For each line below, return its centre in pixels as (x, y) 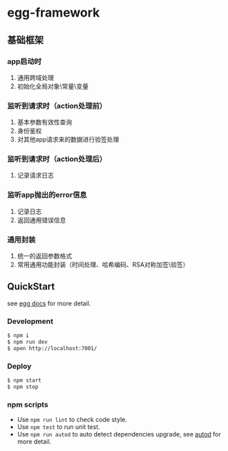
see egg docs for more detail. (49, 303)
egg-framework (54, 13)
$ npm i (18, 336)
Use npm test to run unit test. (58, 427)
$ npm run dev (28, 342)
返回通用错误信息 (41, 220)
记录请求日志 (35, 175)
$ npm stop (23, 387)
